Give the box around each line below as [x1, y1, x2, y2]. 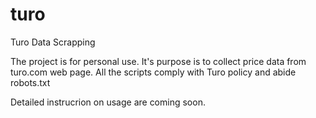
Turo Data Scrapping [10, 36, 96, 48]
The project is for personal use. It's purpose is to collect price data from [10, 55, 307, 67]
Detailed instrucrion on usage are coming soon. [10, 96, 206, 108]
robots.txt [10, 76, 51, 88]
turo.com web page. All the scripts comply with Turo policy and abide [10, 66, 297, 78]
